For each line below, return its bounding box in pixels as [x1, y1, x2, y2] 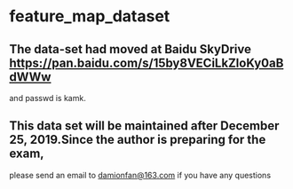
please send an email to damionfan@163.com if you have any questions [9, 169, 272, 180]
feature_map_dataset [9, 6, 170, 27]
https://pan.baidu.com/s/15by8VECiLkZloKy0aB [9, 55, 284, 70]
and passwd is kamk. [9, 93, 86, 103]
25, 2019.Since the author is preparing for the [9, 132, 266, 147]
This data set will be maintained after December [9, 118, 280, 134]
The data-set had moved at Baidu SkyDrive [9, 42, 251, 57]
